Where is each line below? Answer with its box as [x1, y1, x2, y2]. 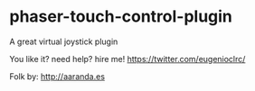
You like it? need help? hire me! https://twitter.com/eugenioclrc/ [9, 53, 246, 64]
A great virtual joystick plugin [9, 36, 118, 47]
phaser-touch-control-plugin [9, 6, 233, 27]
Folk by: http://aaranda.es [9, 70, 106, 82]
